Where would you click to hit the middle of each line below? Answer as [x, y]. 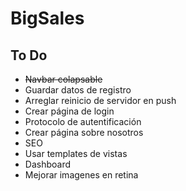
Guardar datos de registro [78, 90]
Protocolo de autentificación [83, 121]
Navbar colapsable [63, 79]
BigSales [47, 18]
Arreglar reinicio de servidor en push [100, 100]
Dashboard [48, 164]
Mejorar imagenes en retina [81, 175]
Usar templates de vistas [76, 153]
